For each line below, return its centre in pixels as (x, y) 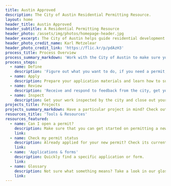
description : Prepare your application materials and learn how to (87, 81)
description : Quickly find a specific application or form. (79, 157)
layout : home (19, 19)
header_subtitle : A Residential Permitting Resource (62, 29)
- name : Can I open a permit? (42, 124)
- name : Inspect (27, 95)
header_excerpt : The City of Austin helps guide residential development (85, 39)
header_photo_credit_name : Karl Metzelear (51, 43)
